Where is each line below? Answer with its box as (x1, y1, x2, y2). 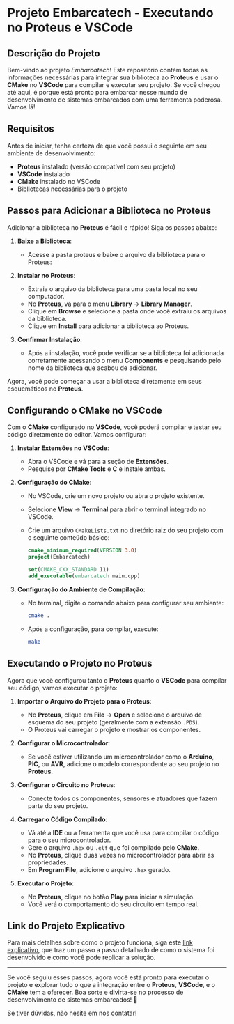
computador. (27, 292, 65, 300)
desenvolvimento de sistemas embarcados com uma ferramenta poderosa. (7, 95, 223, 104)
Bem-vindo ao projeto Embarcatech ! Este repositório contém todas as (7, 66, 208, 74)
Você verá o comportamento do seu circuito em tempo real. (27, 900, 199, 908)
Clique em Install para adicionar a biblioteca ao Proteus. (27, 322, 189, 330)
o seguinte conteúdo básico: (27, 534, 110, 542)
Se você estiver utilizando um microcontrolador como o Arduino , (27, 752, 214, 761)
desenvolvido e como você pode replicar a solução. (7, 953, 156, 962)
